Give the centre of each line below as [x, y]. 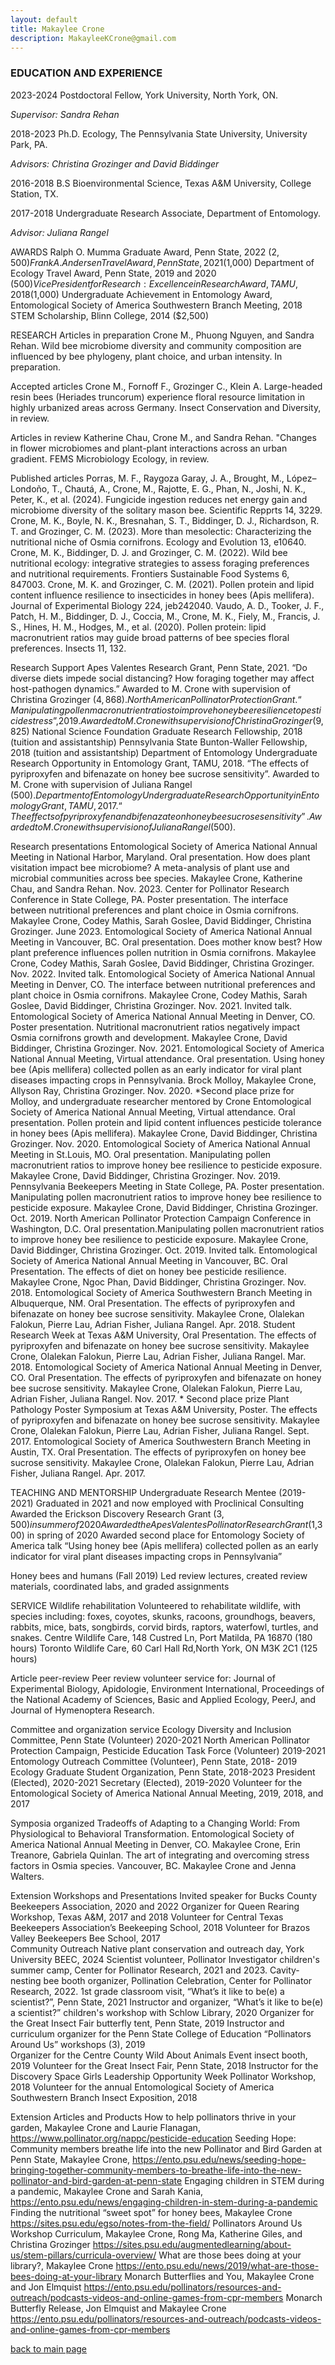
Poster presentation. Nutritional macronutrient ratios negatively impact [155, 1027]
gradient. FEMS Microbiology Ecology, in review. [110, 458]
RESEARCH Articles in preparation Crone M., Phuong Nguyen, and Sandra [162, 335]
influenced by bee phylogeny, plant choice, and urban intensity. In [146, 356]
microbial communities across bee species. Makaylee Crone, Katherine [156, 878]
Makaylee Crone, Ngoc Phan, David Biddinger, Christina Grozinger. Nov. [158, 1282]
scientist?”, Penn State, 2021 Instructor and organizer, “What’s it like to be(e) [167, 2002]
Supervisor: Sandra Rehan [65, 114]
